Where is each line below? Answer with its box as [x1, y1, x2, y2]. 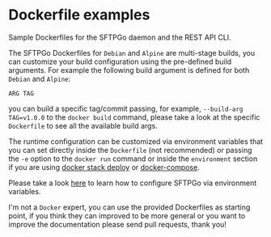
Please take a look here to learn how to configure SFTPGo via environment [8, 178, 257, 188]
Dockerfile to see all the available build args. [8, 121, 158, 130]
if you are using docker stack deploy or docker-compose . [8, 162, 200, 171]
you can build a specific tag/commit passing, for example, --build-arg [8, 104, 243, 113]
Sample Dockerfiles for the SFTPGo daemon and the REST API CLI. [8, 32, 232, 42]
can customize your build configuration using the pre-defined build [8, 57, 232, 66]
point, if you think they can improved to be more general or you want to [8, 210, 246, 220]
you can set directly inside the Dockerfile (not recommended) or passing [8, 145, 252, 154]
